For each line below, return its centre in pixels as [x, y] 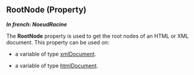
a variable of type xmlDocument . [55, 54]
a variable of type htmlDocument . [56, 65]
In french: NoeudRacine [37, 24]
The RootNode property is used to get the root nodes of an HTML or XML [98, 36]
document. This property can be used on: [58, 42]
